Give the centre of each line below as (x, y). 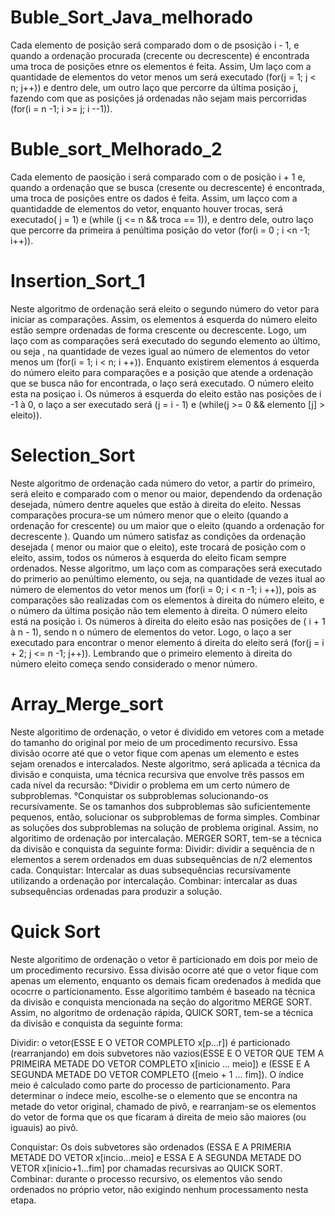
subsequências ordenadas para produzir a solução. (116, 891)
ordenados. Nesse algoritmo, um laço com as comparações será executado (166, 568)
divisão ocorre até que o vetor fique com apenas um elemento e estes (155, 753)
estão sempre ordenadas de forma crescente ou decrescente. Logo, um (158, 330)
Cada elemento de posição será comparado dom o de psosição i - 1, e (155, 45)
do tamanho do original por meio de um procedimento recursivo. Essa (154, 742)
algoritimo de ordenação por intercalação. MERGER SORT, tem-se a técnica (166, 838)
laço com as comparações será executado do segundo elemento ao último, (165, 340)
